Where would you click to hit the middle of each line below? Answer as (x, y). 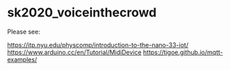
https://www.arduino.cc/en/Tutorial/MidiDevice (74, 52)
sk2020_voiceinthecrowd (82, 13)
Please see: (24, 32)
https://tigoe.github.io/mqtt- (183, 52)
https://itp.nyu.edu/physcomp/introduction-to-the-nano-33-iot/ (98, 45)
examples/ (22, 59)
